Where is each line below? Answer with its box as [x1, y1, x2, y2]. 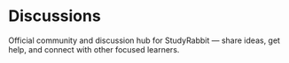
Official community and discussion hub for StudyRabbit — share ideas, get [8, 35, 281, 45]
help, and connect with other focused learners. [8, 44, 180, 54]
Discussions [8, 6, 101, 26]
